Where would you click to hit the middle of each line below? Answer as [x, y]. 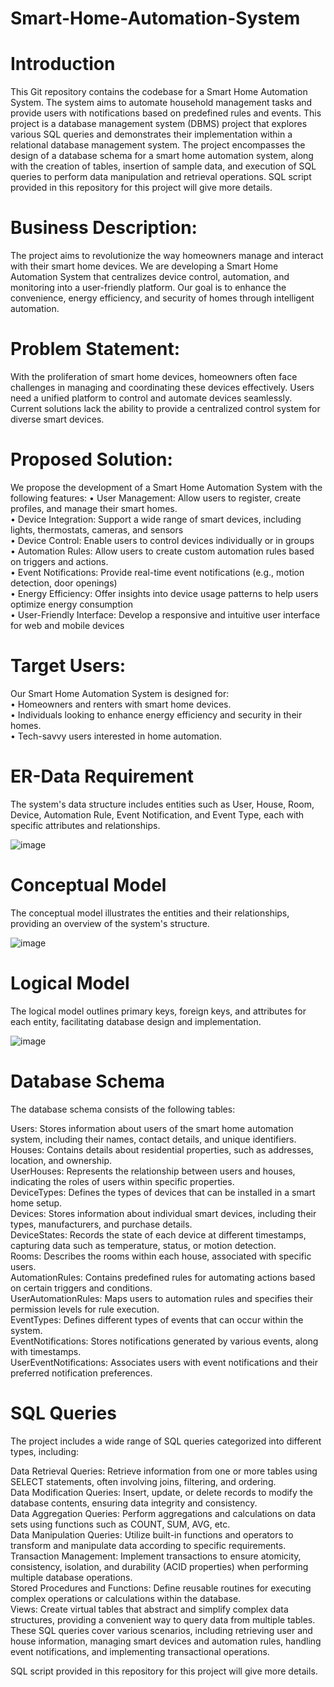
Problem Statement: [95, 349]
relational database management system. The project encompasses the [158, 145]
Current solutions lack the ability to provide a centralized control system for [165, 408]
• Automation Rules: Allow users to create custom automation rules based [162, 551]
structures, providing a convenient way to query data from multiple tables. [163, 1619]
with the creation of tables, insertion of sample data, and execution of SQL [163, 166]
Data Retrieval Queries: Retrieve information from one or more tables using [164, 1471]
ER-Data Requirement [102, 776]
